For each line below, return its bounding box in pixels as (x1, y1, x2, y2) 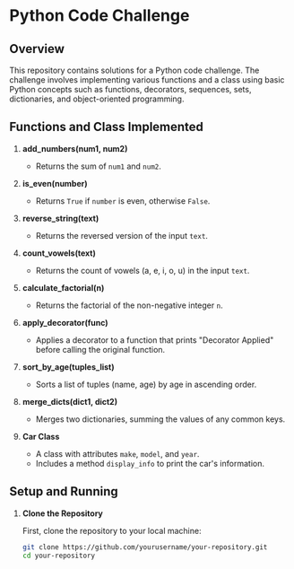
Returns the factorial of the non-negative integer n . (35, 300, 223, 311)
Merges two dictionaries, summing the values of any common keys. (35, 414, 286, 425)
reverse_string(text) (22, 213, 99, 223)
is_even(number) (22, 178, 88, 188)
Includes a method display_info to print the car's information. (35, 458, 264, 468)
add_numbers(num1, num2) (22, 143, 128, 153)
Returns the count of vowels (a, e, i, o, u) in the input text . (35, 265, 250, 276)
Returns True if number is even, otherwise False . (35, 195, 211, 206)
